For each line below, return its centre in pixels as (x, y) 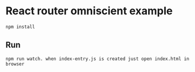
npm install (20, 27)
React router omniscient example (89, 11)
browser (15, 64)
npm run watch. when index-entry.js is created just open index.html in (97, 59)
